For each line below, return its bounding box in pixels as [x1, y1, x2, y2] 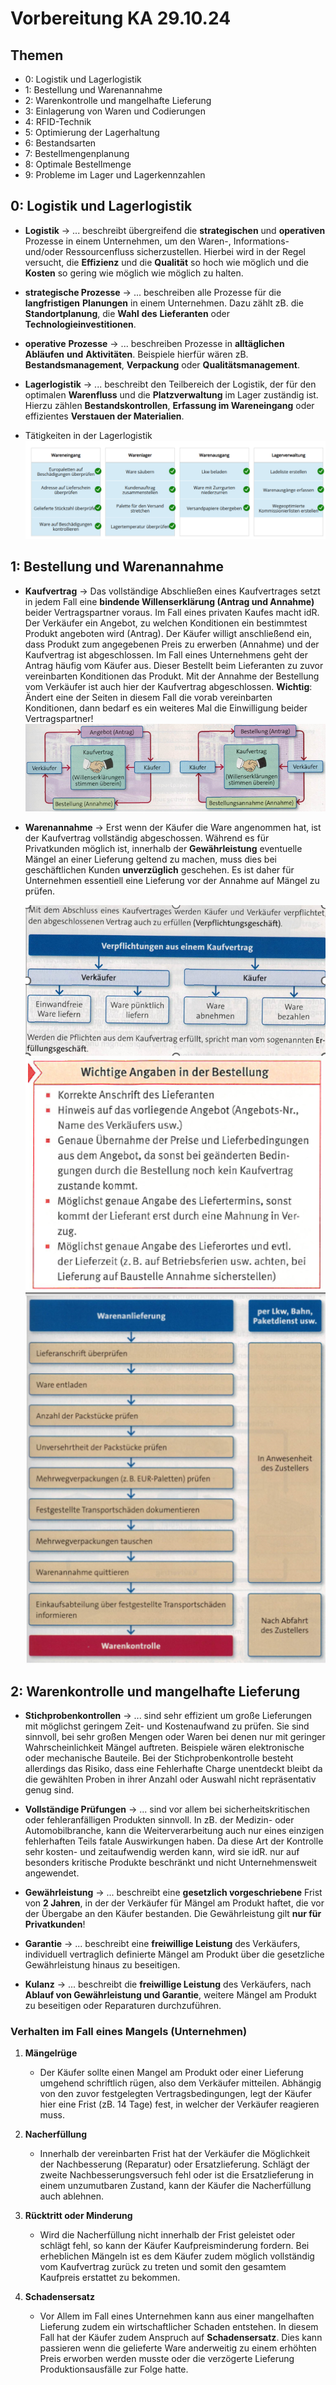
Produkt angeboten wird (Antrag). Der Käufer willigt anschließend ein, [24, 627, 313, 639]
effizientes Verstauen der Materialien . [24, 410, 185, 422]
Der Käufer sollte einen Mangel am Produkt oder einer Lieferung [39, 2067, 304, 2079]
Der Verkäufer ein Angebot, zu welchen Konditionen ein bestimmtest [24, 617, 308, 629]
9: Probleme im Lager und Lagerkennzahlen [24, 169, 206, 181]
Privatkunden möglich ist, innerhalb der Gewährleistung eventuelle [24, 842, 303, 854]
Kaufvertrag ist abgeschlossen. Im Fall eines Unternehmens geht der [24, 648, 308, 661]
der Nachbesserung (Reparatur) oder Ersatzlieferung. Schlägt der [39, 2158, 310, 2171]
